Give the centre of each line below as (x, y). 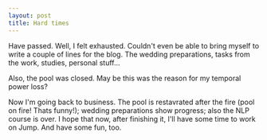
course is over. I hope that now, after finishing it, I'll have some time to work (132, 119)
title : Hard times (39, 23)
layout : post (30, 16)
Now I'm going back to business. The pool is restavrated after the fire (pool (132, 102)
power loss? (28, 86)
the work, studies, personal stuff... (65, 62)
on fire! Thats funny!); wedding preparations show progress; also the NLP (129, 110)
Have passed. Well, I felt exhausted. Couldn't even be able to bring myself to (134, 45)
